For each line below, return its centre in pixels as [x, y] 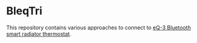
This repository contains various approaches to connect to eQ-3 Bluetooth [98, 27]
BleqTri [24, 11]
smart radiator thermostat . [39, 33]
